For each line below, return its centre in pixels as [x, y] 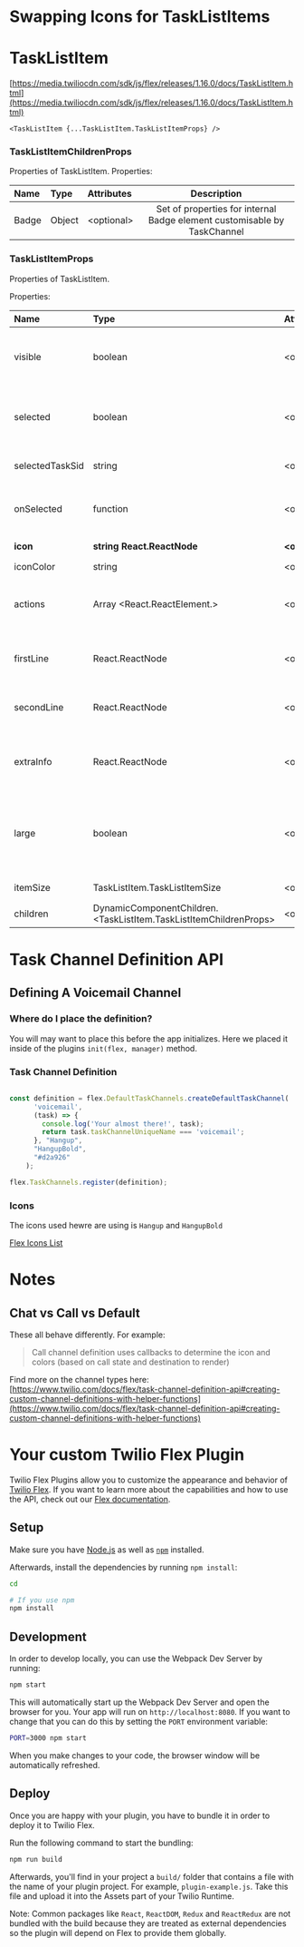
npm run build [36, 1859]
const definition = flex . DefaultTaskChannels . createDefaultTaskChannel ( [149, 1098]
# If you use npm [42, 1600]
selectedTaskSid [49, 465]
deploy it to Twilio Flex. [52, 1825]
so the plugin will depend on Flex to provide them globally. [118, 1932]
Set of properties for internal [216, 209]
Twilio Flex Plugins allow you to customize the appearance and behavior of [148, 1480]
